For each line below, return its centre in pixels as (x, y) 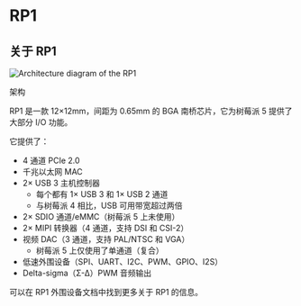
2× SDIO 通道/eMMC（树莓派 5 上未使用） (101, 216)
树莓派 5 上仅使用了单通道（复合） (100, 250)
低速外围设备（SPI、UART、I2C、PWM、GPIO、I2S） (123, 261)
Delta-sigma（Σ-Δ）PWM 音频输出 (87, 273)
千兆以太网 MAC (52, 171)
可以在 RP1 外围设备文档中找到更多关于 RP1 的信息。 (106, 292)
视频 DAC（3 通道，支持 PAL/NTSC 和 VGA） (106, 239)
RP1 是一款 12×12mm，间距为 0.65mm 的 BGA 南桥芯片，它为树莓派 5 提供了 (151, 111)
